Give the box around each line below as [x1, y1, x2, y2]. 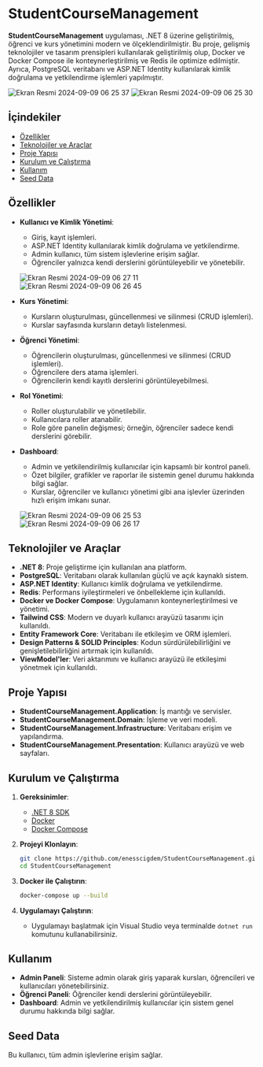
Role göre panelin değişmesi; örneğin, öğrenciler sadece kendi [31, 423, 234, 432]
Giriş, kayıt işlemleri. [31, 232, 97, 242]
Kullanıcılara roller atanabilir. [31, 414, 123, 424]
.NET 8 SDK [31, 808, 70, 817]
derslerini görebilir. [31, 431, 93, 441]
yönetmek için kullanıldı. [19, 663, 98, 672]
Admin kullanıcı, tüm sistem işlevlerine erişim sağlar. [31, 249, 200, 258]
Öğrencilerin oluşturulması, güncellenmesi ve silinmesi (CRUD [31, 350, 232, 360]
